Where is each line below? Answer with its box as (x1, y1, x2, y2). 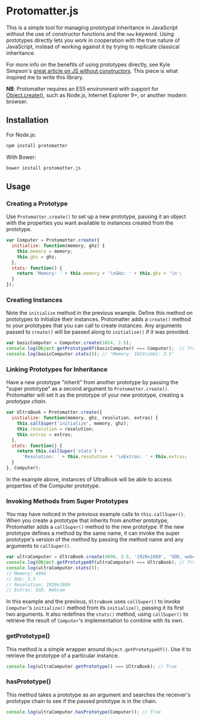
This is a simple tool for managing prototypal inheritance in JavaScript (6, 24, 178, 31)
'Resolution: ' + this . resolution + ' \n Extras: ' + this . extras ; (21, 454, 188, 460)
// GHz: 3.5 (6, 576, 36, 582)
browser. (6, 97, 28, 105)
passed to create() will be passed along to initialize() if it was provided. (6, 329, 190, 336)
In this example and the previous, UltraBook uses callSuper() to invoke (6, 598, 180, 605)
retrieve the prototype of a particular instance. (6, 652, 120, 659)
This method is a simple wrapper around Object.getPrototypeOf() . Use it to (6, 645, 192, 652)
